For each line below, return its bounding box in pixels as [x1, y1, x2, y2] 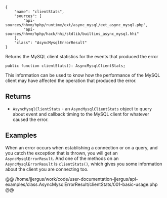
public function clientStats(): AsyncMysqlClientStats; [5, 63, 126, 68]
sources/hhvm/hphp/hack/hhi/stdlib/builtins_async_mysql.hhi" [5, 31, 139, 36]
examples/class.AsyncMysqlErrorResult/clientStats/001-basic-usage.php [5, 181, 158, 187]
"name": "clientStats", [14, 9, 65, 14]
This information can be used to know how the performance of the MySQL [5, 72, 160, 78]
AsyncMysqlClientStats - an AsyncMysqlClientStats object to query [12, 105, 152, 111]
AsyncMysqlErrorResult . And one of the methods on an [5, 155, 119, 162]
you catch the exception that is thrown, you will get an [5, 150, 118, 156]
